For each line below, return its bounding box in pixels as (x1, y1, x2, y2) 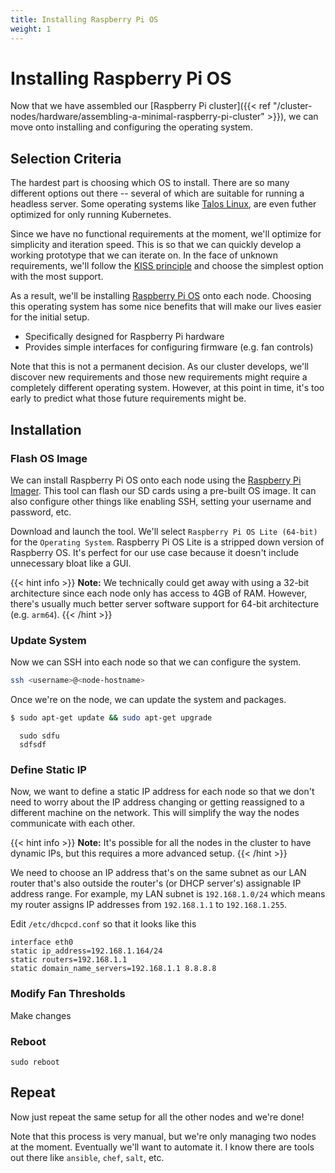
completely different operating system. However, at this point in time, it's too (10, 382, 325, 394)
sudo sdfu (19, 731, 60, 741)
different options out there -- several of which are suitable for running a (10, 187, 305, 200)
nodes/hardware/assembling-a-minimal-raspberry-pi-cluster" (10, 111, 265, 123)
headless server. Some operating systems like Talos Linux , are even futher (10, 198, 317, 210)
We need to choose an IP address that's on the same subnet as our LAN (10, 867, 307, 879)
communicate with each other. (10, 817, 136, 830)
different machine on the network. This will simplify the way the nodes (10, 807, 300, 819)
